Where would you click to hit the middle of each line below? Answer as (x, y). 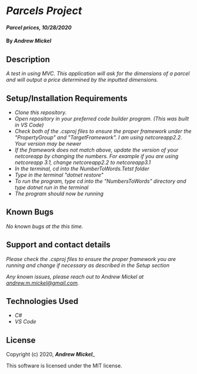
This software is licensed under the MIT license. (64, 366)
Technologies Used (42, 301)
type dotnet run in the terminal (51, 187)
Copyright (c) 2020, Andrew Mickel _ (51, 355)
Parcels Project (44, 11)
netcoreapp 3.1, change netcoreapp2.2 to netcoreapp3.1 (83, 162)
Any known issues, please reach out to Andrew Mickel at (75, 276)
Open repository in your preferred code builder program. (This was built (102, 118)
